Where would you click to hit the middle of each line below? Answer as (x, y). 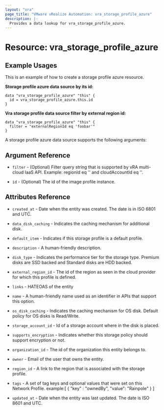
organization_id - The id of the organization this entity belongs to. (79, 349)
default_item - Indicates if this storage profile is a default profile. (78, 238)
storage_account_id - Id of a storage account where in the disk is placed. (86, 325)
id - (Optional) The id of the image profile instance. (64, 182)
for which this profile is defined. (44, 277)
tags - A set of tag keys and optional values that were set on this (77, 383)
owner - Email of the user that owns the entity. (58, 359)
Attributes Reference (38, 197)
